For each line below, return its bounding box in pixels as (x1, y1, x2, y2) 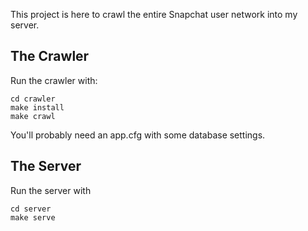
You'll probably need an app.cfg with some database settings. (10, 129, 266, 141)
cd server (10, 204, 52, 214)
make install (10, 102, 65, 113)
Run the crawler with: (10, 74, 98, 86)
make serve (10, 212, 56, 223)
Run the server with (10, 184, 92, 196)
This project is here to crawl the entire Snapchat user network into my (10, 9, 298, 20)
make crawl (10, 111, 56, 121)
